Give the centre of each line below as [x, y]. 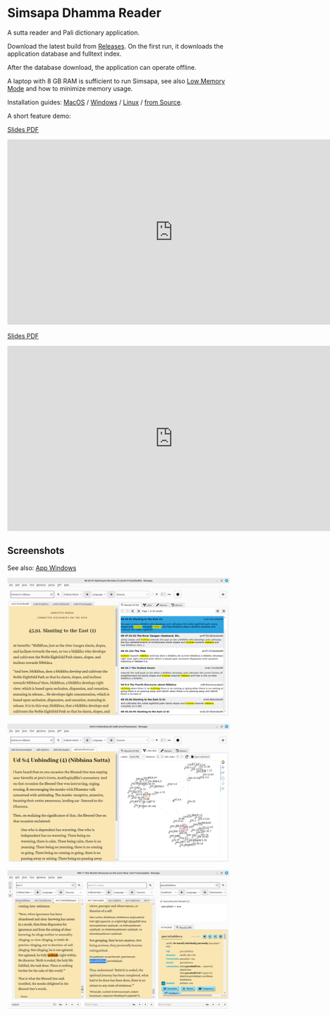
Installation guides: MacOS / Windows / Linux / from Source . [95, 102]
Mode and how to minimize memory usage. [70, 88]
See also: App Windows [42, 568]
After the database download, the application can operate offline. [102, 67]
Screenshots [36, 551]
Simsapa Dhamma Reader [85, 13]
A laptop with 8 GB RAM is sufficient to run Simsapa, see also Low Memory [116, 81]
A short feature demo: [39, 116]
